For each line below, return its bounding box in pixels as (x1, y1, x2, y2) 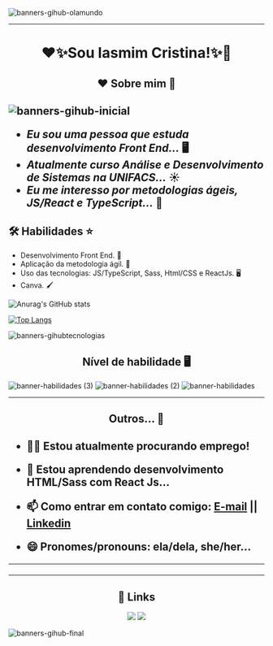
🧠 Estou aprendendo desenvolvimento (26, 463, 224, 477)
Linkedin (26, 517, 71, 531)
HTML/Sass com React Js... (26, 475, 171, 489)
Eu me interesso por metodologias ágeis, (26, 183, 238, 197)
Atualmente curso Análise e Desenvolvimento (26, 158, 264, 171)
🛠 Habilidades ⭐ (8, 224, 93, 239)
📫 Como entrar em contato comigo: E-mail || (26, 500, 258, 514)
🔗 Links (117, 590, 156, 604)
